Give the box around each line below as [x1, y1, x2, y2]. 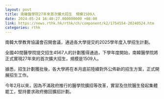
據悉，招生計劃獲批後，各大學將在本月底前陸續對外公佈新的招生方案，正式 [5, 66, 155, 72]
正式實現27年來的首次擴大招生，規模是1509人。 [5, 56, 101, 61]
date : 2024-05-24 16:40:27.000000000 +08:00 [5, 16, 97, 21]
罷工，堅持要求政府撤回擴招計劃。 [5, 89, 74, 95]
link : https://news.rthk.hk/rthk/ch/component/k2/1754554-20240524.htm [5, 20, 154, 26]
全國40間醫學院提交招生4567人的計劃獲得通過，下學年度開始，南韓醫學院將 [5, 50, 158, 56]
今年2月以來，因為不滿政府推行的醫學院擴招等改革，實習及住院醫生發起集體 [5, 82, 158, 88]
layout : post [5, 7, 32, 12]
